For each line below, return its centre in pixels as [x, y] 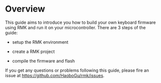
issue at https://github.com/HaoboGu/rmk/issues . [55, 75]
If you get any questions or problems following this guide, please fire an [77, 70]
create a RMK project [33, 51]
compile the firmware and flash [43, 61]
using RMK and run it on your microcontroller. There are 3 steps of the [75, 27]
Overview [25, 9]
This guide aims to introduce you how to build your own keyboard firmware [80, 22]
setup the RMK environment [40, 42]
